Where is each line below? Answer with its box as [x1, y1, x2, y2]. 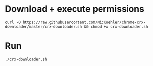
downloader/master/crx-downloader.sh [5, 24, 82, 29]
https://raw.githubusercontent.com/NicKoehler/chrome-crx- [23, 20, 146, 25]
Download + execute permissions [5, 3, 145, 15]
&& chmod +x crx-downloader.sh [84, 24, 148, 29]
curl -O [5, 20, 21, 25]
